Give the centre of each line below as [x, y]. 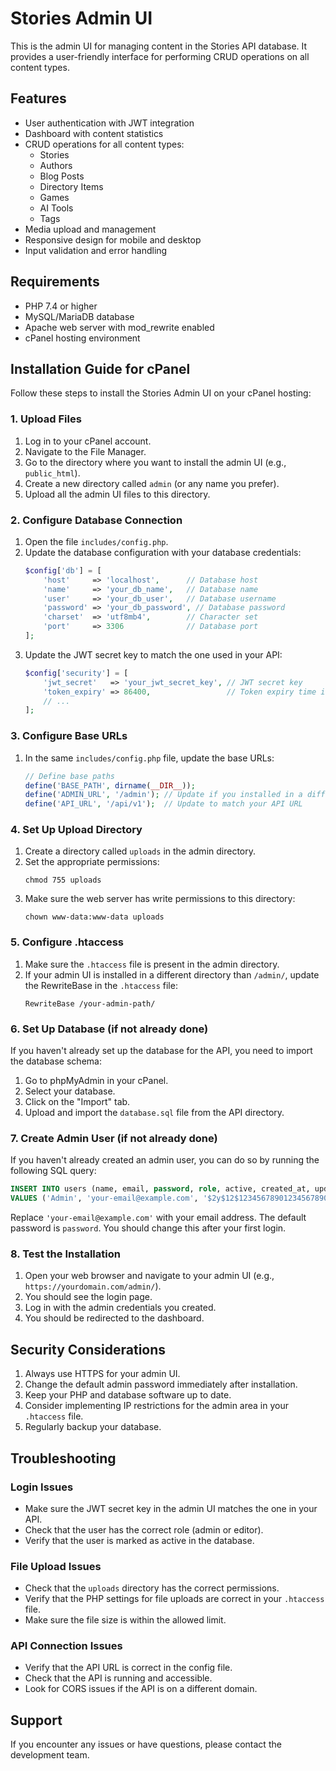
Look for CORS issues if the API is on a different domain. [141, 1689]
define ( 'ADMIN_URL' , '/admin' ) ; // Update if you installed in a [163, 795]
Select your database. [70, 1091]
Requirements [55, 282]
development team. [50, 1755]
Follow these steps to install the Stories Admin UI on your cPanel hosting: [161, 393]
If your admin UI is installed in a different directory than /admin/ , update [172, 974]
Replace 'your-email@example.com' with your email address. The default [158, 1218]
